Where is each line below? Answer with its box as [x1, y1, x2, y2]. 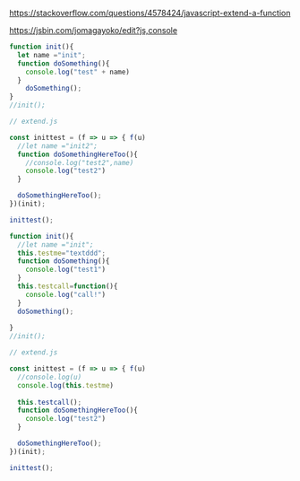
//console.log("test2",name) [25, 158, 134, 167]
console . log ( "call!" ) [25, 290, 106, 299]
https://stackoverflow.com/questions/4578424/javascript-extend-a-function [9, 8, 291, 18]
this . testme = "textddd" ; [17, 249, 106, 258]
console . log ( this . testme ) [17, 380, 115, 389]
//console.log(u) [17, 372, 82, 381]
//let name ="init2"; [17, 141, 99, 151]
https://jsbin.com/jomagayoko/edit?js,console [9, 25, 177, 35]
